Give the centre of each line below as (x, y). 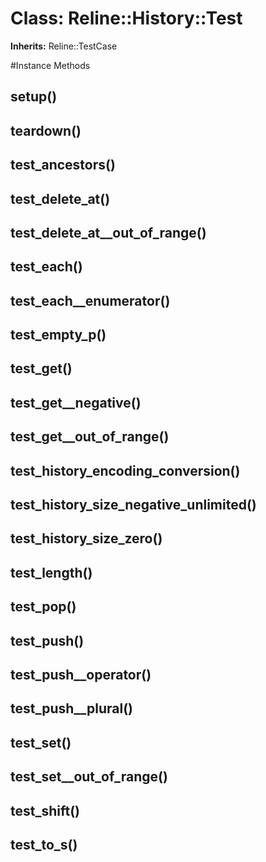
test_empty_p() (58, 335)
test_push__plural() (71, 708)
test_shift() (45, 810)
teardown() (46, 130)
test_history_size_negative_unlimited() (133, 505)
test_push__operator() (81, 674)
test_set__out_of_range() (89, 777)
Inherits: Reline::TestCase (64, 46)
